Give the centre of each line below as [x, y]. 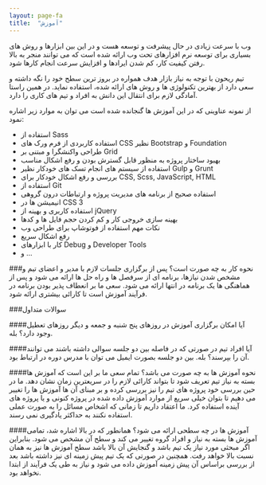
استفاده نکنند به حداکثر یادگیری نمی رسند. [71, 414]
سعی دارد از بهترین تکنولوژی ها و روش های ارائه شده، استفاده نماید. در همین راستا [131, 86]
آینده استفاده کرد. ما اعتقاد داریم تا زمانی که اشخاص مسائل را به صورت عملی [124, 406]
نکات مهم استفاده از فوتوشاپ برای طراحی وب [90, 227]
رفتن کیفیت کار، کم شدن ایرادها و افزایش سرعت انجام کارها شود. [107, 63]
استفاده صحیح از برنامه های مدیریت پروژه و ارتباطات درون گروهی [118, 194]
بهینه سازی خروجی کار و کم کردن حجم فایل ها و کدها [99, 219]
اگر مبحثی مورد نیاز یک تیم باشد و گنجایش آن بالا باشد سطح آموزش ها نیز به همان [129, 447]
